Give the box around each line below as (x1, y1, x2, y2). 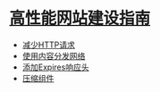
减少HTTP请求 (21, 39, 76, 50)
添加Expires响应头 (21, 62, 89, 72)
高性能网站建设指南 (9, 8, 151, 29)
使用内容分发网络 (21, 50, 86, 61)
